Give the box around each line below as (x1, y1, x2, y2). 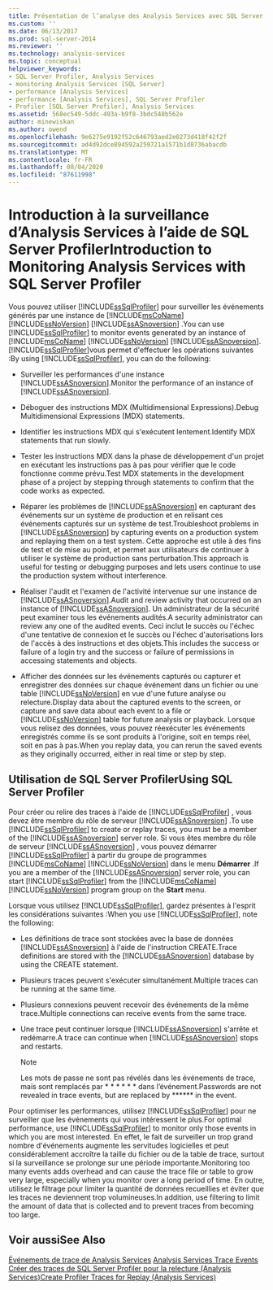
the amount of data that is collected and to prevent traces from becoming (8, 1201, 254, 1210)
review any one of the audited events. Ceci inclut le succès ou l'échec (19, 621, 254, 630)
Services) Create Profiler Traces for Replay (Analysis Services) (8, 1272, 217, 1282)
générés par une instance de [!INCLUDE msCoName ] (8, 310, 184, 320)
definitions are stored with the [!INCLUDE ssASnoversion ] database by (19, 951, 254, 961)
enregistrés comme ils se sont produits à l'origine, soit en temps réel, (19, 731, 252, 741)
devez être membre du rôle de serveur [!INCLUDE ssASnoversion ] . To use (8, 815, 254, 826)
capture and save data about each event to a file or (19, 705, 192, 716)
